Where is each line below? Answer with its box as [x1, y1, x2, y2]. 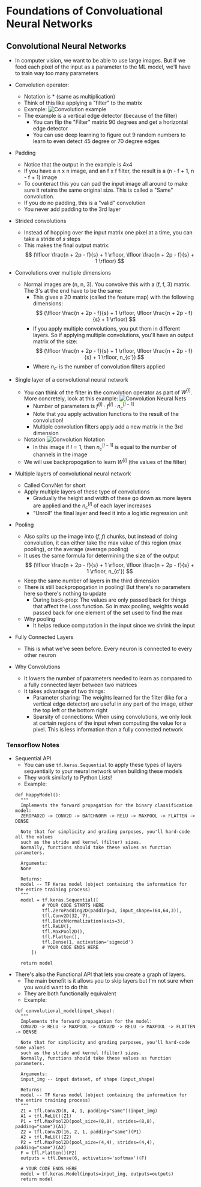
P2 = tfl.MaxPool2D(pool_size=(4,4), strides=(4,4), [20, 1139, 155, 1146]
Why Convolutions [14, 663, 61, 671]
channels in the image [32, 451, 88, 458]
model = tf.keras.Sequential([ [20, 897, 99, 903]
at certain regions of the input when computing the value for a [32, 719, 187, 727]
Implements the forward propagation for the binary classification [20, 802, 193, 808]
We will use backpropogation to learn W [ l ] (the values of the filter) [23, 457, 187, 466]
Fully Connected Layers [14, 633, 74, 641]
